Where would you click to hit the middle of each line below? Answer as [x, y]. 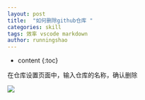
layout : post [27, 14]
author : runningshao [38, 40]
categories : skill [34, 27]
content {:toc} [38, 60]
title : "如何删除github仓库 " [50, 21]
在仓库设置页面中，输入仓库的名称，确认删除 [72, 75]
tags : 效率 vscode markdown [48, 34]
